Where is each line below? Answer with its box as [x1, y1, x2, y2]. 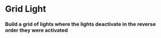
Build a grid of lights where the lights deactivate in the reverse [5, 21, 156, 28]
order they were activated [5, 27, 68, 34]
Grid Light [5, 3, 47, 15]
